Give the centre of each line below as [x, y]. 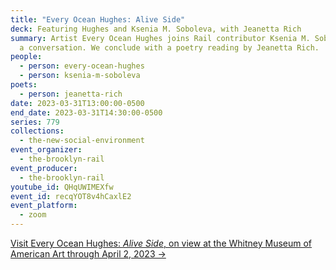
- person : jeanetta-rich [71, 94]
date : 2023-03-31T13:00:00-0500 [77, 103]
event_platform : [44, 206]
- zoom [33, 215]
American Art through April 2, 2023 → [88, 254]
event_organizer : [46, 150]
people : [26, 57]
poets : [24, 85]
